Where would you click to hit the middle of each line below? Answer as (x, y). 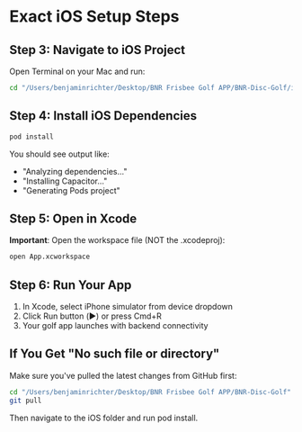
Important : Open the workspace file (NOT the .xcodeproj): (117, 240)
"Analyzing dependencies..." (75, 171)
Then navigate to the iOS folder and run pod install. (104, 418)
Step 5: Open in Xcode (73, 218)
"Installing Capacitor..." (65, 181)
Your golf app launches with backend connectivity (115, 326)
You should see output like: (59, 154)
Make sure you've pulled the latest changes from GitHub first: (123, 375)
